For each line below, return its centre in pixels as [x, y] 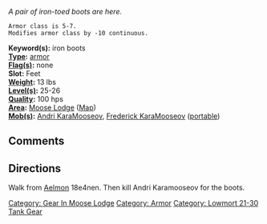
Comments [36, 141]
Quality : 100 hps [36, 99]
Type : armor [29, 56]
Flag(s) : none [31, 65]
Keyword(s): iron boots [47, 48]
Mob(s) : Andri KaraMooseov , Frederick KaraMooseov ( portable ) [114, 116]
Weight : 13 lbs [32, 82]
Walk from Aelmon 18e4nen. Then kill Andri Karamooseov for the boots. [127, 188]
